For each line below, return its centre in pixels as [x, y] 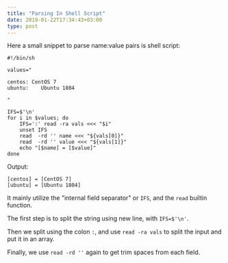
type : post [23, 26]
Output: [18, 167]
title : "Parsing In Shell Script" [56, 13]
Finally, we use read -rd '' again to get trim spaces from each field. [104, 252]
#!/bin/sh [21, 58]
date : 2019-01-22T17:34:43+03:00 [55, 20]
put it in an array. [31, 239]
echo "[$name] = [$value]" [58, 148]
